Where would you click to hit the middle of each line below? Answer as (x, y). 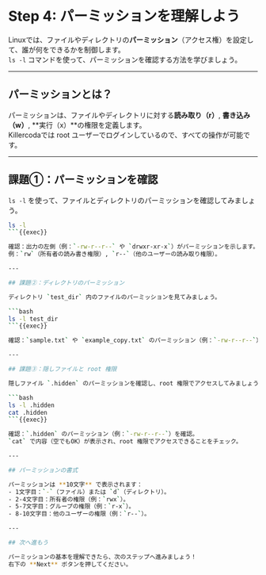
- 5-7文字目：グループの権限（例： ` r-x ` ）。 (72, 507)
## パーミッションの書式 (43, 470)
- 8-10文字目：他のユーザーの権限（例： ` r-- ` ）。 (79, 514)
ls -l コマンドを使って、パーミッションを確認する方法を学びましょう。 (125, 59)
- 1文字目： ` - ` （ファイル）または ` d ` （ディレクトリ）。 (89, 492)
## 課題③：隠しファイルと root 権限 (63, 370)
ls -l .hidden (32, 405)
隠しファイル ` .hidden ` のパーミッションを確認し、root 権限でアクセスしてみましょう (133, 383)
